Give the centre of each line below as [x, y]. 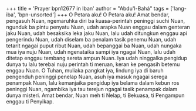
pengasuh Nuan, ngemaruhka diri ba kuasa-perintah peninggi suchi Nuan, [96, 21]
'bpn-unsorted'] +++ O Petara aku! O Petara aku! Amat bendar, [94, 15]
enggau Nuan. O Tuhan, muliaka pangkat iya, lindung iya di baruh [85, 70]
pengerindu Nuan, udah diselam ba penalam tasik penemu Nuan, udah [91, 39]
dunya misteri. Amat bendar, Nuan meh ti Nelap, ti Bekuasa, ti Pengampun [95, 95]
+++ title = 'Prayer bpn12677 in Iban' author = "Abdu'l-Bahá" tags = [87, 8]
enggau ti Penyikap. [30, 101]
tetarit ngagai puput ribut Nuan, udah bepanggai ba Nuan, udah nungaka [94, 46]
